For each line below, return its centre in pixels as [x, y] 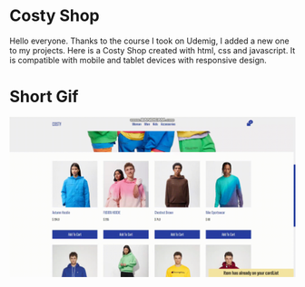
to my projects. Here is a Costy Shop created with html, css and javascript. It [152, 50]
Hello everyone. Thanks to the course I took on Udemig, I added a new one [149, 41]
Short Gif [44, 97]
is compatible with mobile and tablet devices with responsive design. [138, 60]
